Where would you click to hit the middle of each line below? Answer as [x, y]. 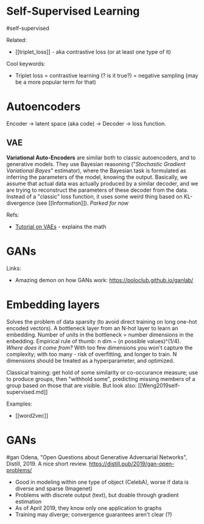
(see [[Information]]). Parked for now [82, 203]
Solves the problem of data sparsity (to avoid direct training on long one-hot [102, 321]
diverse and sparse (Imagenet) [54, 488]
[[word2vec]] [32, 415]
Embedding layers [53, 304]
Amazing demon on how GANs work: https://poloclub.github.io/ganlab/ [104, 280]
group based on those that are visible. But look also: [72, 385]
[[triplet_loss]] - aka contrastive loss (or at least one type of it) [93, 52]
